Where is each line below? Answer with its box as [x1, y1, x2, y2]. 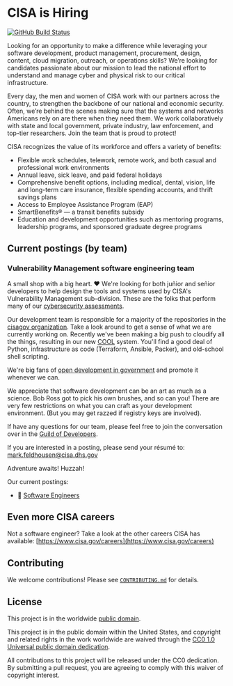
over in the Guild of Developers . [7, 430, 99, 438]
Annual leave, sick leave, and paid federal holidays [17, 171, 163, 179]
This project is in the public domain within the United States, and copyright [7, 628, 221, 637]
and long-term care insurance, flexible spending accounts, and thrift [17, 185, 214, 194]
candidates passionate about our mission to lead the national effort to [7, 63, 207, 72]
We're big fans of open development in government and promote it [7, 366, 198, 374]
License [7, 595, 42, 607]
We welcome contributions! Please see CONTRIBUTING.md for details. [7, 576, 200, 584]
